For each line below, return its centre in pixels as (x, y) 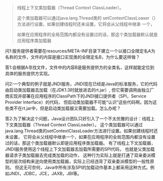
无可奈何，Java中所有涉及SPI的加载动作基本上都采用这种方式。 (87, 167)
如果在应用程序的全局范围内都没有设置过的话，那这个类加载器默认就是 (87, 34)
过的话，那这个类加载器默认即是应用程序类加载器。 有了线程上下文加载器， (80, 143)
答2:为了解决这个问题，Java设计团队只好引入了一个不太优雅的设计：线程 (78, 119)
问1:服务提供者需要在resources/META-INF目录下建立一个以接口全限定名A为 (80, 51)
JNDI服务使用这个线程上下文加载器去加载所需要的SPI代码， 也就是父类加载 (80, 149)
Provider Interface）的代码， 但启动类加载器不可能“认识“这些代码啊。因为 (79, 102)
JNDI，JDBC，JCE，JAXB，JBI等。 (45, 173)
